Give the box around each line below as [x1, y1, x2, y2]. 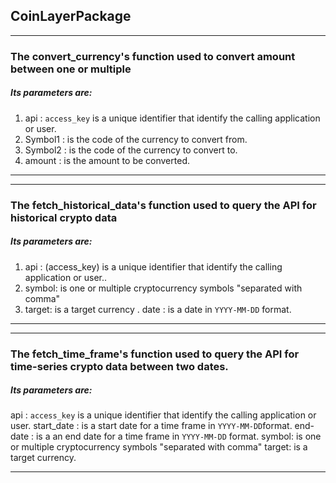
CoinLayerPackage [10, 8, 132, 25]
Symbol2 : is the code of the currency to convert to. [24, 144, 238, 156]
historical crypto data [10, 210, 118, 224]
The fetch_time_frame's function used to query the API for [10, 347, 300, 361]
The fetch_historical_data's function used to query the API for [10, 198, 317, 212]
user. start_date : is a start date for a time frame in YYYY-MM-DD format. [10, 420, 293, 432]
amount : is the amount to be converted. [24, 154, 190, 166]
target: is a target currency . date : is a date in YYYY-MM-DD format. [24, 303, 292, 315]
